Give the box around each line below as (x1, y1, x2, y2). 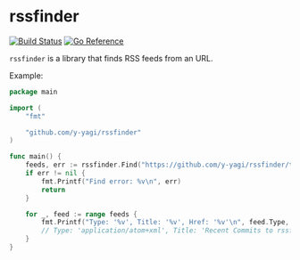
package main (9, 87, 58, 96)
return (41, 185, 66, 194)
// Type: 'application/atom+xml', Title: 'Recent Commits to (41, 226, 274, 235)
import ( (9, 103, 42, 112)
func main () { (9, 152, 62, 161)
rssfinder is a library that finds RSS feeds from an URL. (9, 53, 213, 63)
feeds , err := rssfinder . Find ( (25, 160, 142, 170)
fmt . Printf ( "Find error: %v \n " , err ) (41, 176, 181, 186)
